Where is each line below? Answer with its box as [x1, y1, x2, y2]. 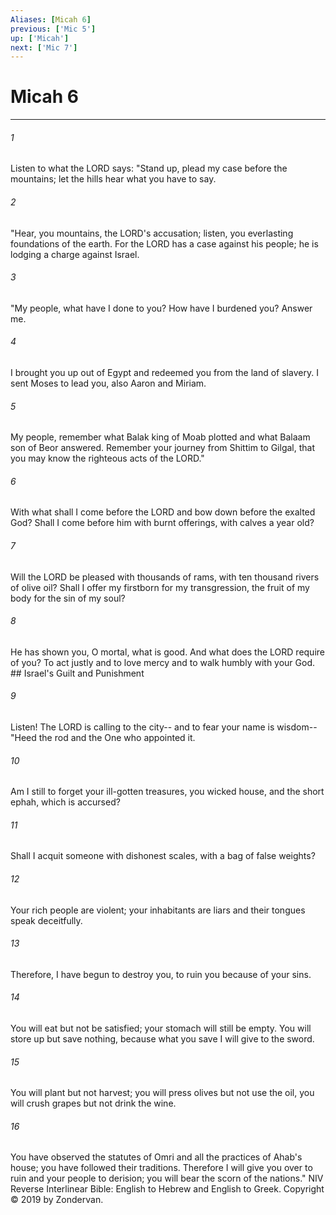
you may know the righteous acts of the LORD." [10, 452, 205, 465]
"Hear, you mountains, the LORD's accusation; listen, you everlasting [10, 227, 294, 239]
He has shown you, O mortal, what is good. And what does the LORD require [10, 646, 325, 658]
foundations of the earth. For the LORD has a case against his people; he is [10, 237, 319, 250]
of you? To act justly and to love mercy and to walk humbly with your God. [10, 656, 316, 668]
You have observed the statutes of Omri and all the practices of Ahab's [10, 1151, 303, 1163]
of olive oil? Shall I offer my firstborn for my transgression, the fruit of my [10, 581, 310, 593]
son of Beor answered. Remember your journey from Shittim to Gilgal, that [10, 442, 315, 454]
